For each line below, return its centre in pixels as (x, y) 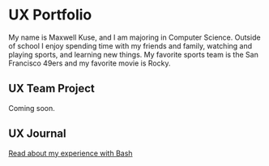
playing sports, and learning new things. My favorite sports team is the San (134, 54)
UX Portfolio (50, 15)
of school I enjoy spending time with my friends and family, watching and (130, 45)
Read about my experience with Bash (70, 153)
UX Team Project (52, 89)
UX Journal (37, 134)
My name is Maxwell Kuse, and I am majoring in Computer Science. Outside (134, 37)
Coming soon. (32, 108)
